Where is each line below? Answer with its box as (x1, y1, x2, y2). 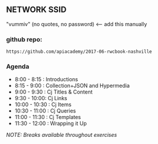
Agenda (6, 62, 30, 71)
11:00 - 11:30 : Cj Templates (14, 114, 81, 121)
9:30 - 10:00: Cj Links (14, 95, 67, 102)
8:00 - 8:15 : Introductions (14, 76, 78, 83)
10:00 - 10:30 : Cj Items (14, 101, 72, 108)
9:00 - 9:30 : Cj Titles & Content (14, 88, 93, 95)
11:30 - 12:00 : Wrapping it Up (14, 120, 87, 127)
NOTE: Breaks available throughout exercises (6, 132, 117, 139)
